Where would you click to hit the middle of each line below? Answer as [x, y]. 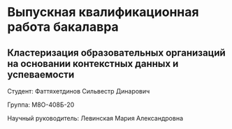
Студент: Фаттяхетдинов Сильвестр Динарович [79, 91]
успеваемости [41, 74]
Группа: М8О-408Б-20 [41, 105]
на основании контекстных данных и [93, 63]
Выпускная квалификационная [103, 12]
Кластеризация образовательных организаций [116, 53]
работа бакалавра [63, 27]
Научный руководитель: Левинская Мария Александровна [95, 118]
